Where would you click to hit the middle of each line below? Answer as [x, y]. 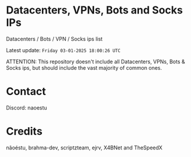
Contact [26, 92]
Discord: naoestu [27, 107]
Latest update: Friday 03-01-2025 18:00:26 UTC [63, 50]
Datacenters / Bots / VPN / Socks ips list [54, 39]
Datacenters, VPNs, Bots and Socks [94, 10]
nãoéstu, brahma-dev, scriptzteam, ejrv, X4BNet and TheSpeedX [84, 148]
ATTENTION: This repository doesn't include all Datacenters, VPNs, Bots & [95, 62]
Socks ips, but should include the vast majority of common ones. [84, 67]
